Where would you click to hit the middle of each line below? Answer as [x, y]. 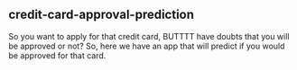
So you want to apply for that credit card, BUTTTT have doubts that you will [149, 36]
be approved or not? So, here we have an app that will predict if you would [147, 46]
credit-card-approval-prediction [102, 15]
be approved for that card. [57, 55]
